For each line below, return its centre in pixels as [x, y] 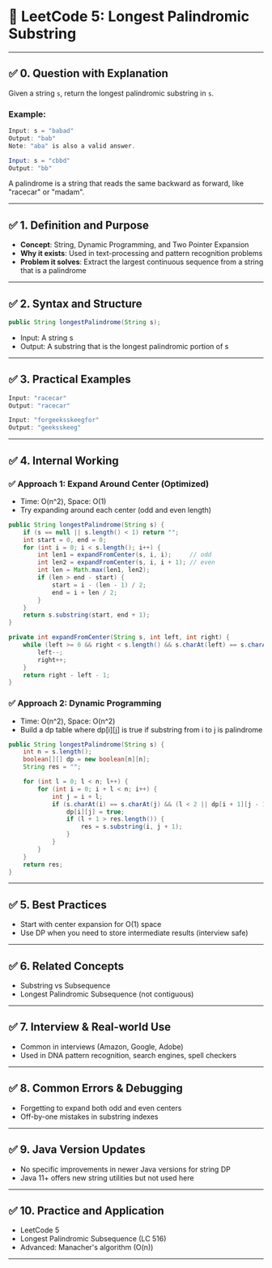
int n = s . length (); [57, 752]
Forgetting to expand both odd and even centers [101, 1108]
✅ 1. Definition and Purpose [79, 225]
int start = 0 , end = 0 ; [65, 540]
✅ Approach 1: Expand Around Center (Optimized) [108, 484]
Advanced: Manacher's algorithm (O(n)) [87, 1248]
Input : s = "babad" [41, 131]
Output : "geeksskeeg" [45, 428]
